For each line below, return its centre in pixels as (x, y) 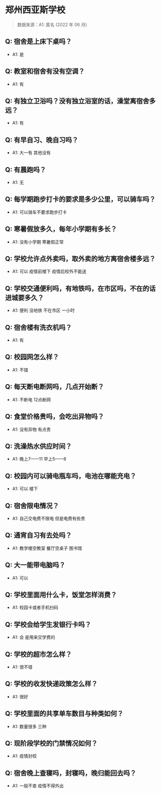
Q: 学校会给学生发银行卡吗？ (48, 624)
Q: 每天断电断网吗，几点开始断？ (55, 387)
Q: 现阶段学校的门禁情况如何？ (52, 744)
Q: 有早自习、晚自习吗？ (42, 140)
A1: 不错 (20, 370)
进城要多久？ (25, 298)
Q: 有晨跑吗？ (26, 170)
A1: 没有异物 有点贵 (31, 429)
